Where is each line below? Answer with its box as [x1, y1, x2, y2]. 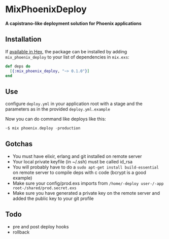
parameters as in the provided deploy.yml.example [5, 106, 111, 112]
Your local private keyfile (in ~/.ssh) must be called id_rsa [12, 158, 133, 164]
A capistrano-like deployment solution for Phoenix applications [5, 20, 142, 26]
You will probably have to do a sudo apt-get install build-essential [12, 164, 159, 170]
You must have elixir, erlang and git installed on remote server [12, 153, 142, 159]
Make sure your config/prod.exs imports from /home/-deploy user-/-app [12, 180, 164, 186]
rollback [12, 229, 30, 235]
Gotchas [5, 140, 33, 148]
